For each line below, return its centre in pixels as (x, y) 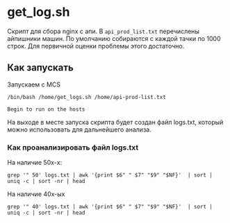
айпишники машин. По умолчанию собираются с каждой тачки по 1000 (114, 38)
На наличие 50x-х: (35, 163)
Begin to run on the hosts (46, 109)
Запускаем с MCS (34, 84)
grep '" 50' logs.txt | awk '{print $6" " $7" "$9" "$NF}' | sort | (110, 175)
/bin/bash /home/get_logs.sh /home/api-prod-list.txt (87, 97)
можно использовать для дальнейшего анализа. (79, 130)
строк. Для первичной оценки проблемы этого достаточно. (96, 46)
